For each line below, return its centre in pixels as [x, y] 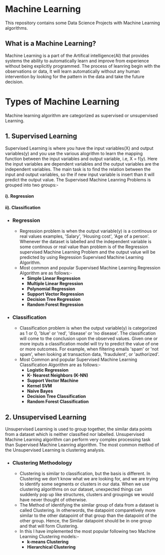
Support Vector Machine [53, 381]
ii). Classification [23, 207]
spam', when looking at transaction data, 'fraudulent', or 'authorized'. [89, 354]
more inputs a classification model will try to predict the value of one [89, 344]
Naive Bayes [40, 391]
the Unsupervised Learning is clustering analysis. [55, 450]
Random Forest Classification [58, 402]
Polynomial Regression [51, 289]
